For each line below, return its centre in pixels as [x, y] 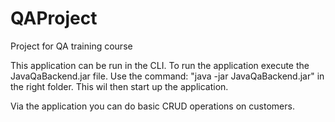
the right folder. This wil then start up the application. [119, 86]
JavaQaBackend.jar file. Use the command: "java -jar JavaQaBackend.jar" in [167, 76]
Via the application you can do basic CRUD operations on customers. [152, 106]
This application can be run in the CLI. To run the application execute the [160, 65]
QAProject [54, 18]
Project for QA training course [71, 46]
